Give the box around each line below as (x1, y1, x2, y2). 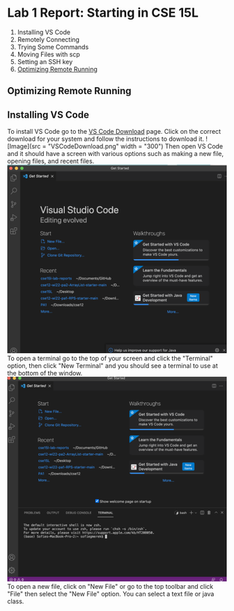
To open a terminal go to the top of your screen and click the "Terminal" (7, 354, 214, 362)
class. (7, 597, 24, 605)
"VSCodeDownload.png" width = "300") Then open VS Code (47, 142, 224, 150)
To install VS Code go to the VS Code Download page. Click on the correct (7, 127, 221, 136)
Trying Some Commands (17, 42, 89, 51)
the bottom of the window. (7, 369, 83, 377)
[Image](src (7, 142, 41, 150)
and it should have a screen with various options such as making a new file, (7, 150, 224, 158)
